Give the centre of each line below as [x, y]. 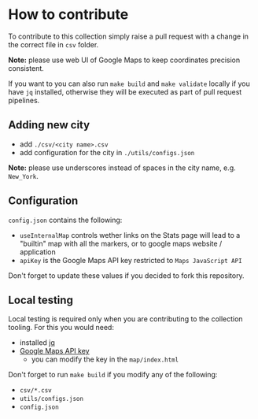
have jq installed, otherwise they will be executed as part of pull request [125, 91]
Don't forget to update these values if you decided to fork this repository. [127, 275]
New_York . [24, 176]
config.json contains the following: [65, 220]
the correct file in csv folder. [53, 44]
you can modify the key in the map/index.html [105, 359]
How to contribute [68, 15]
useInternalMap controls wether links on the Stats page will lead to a [130, 235]
